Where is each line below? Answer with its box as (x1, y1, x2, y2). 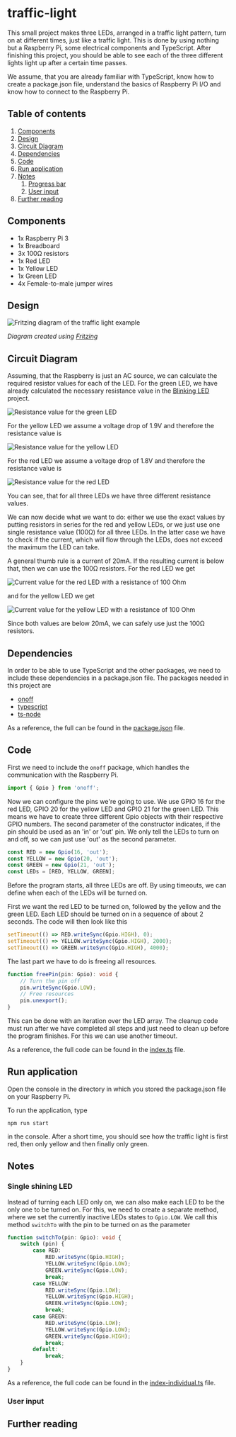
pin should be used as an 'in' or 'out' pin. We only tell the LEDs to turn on (7, 827, 220, 836)
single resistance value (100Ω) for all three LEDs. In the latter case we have (7, 528, 226, 537)
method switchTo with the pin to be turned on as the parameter (7, 1220, 191, 1229)
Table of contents (7, 108, 86, 120)
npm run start (7, 1119, 49, 1126)
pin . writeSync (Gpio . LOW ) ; (20, 984, 97, 991)
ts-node (17, 710, 41, 718)
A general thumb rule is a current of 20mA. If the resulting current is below (7, 557, 225, 565)
